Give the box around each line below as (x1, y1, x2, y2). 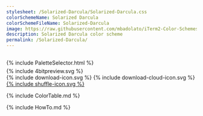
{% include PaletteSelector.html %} (6, 59, 94, 66)
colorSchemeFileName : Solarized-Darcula (6, 20, 110, 26)
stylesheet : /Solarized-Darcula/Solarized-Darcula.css (6, 8, 147, 15)
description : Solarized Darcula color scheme (6, 31, 123, 37)
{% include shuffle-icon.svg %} (6, 80, 85, 88)
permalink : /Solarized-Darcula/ (6, 37, 88, 43)
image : (6, 25, 23, 32)
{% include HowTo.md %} (6, 104, 71, 111)
